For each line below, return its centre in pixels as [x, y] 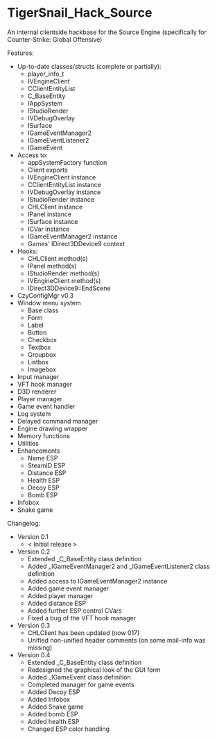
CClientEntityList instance [64, 184]
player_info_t [46, 74]
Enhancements [38, 451]
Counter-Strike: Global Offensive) [55, 39]
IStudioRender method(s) [63, 273]
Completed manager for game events [81, 684]
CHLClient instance [55, 207]
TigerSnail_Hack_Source [80, 13]
